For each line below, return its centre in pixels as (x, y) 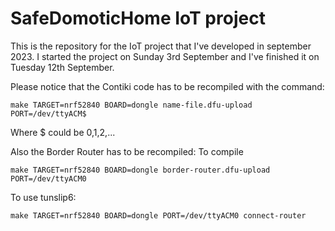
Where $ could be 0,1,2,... (63, 132)
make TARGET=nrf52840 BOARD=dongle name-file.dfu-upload (131, 105)
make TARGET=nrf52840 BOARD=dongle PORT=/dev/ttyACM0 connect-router (158, 215)
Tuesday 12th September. (62, 67)
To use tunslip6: (43, 197)
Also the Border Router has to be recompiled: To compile (127, 151)
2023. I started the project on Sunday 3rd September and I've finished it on (165, 56)
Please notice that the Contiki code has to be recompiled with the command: (167, 86)
